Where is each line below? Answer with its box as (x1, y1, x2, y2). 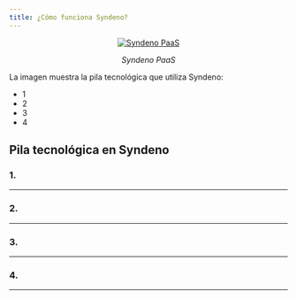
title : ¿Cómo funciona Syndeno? (9, 12, 128, 22)
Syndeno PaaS (121, 54, 176, 65)
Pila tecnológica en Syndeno (9, 142, 170, 157)
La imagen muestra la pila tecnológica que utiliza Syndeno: (9, 72, 224, 82)
